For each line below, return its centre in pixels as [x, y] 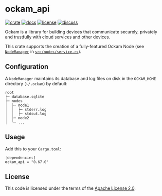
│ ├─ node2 [17, 118]
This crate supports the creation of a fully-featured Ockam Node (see [75, 46]
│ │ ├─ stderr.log [26, 109]
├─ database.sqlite [25, 97]
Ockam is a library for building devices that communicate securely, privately [81, 32]
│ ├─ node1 [17, 105]
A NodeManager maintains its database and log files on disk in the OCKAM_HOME [81, 78]
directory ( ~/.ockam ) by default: [36, 83]
